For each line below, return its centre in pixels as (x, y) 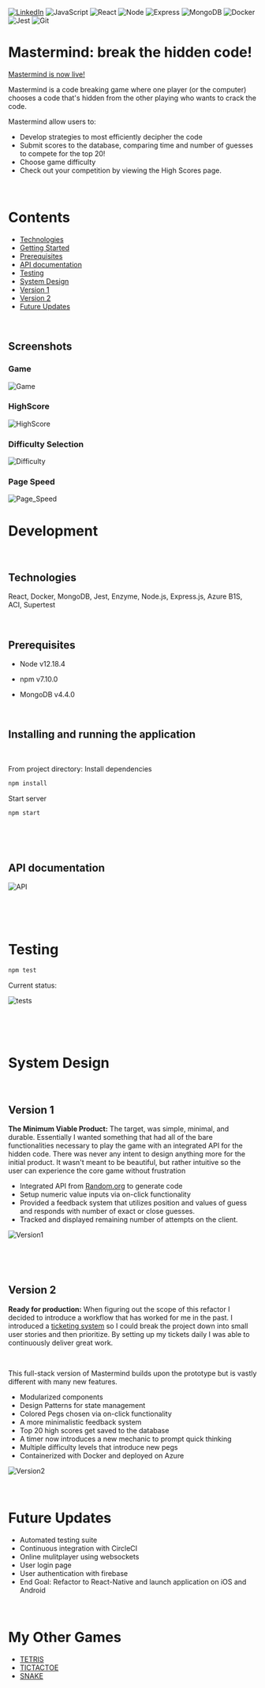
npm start (24, 812)
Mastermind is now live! (47, 74)
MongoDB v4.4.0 (47, 695)
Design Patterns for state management (82, 1405)
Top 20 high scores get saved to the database (94, 1430)
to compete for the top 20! (62, 153)
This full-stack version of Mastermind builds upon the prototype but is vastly (132, 1373)
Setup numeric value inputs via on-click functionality (105, 1194)
